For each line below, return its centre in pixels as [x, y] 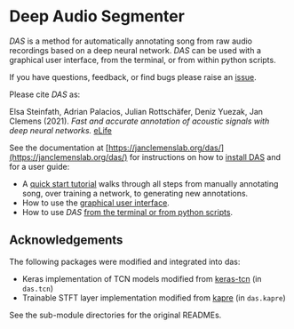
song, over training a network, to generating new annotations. [135, 193]
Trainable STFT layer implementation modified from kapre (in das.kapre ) [154, 297]
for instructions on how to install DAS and [205, 156]
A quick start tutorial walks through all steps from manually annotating [150, 183]
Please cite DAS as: [45, 94]
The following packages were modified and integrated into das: [125, 261]
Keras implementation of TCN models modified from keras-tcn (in [142, 278]
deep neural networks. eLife [61, 130]
